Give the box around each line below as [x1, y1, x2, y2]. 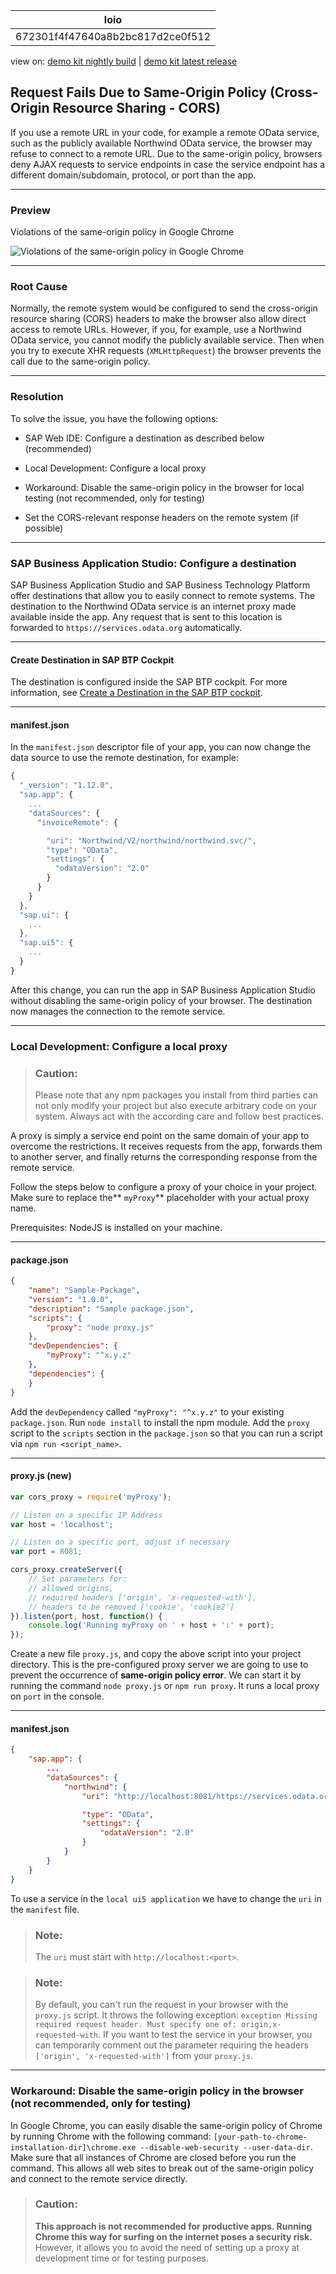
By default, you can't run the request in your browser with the [34, 1999, 289, 2011]
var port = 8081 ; [10, 1547, 83, 1557]
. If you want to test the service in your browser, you [98, 2029, 313, 2041]
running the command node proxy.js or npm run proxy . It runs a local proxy [10, 1680, 320, 1692]
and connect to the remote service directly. [10, 2172, 188, 2184]
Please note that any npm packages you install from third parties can [34, 1089, 319, 1101]
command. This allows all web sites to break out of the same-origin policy [10, 2162, 315, 2174]
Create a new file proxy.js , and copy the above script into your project [10, 1648, 302, 1660]
